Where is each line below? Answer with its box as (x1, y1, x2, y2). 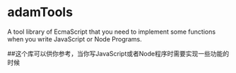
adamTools (7, 4, 73, 20)
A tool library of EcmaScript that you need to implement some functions (7, 27, 216, 36)
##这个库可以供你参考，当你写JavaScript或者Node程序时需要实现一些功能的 (7, 49, 230, 58)
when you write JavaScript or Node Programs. (7, 34, 143, 43)
